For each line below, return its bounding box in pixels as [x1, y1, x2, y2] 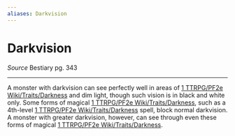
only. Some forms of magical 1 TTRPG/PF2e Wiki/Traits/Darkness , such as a [7, 98, 226, 107]
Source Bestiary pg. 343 [7, 63, 78, 72]
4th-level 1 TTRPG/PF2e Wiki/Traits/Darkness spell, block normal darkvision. [7, 105, 228, 114]
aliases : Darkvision [7, 10, 68, 17]
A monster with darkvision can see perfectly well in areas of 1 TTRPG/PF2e [7, 83, 224, 91]
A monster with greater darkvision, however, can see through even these [7, 113, 217, 121]
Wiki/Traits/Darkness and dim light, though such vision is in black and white [7, 91, 225, 99]
